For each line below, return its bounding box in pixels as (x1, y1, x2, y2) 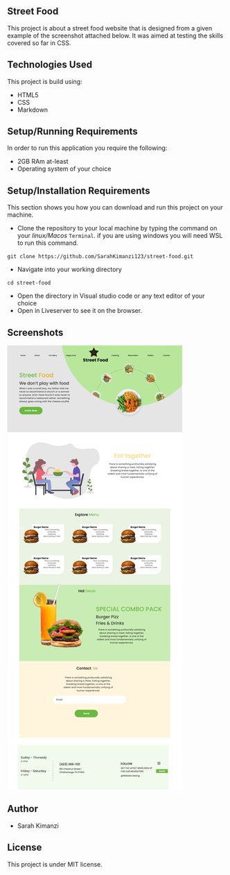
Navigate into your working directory (17, 265, 123, 273)
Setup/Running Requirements (7, 126, 139, 137)
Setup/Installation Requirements (7, 185, 150, 196)
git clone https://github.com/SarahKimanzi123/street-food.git (7, 253, 194, 260)
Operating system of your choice (17, 164, 112, 173)
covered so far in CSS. (7, 38, 71, 47)
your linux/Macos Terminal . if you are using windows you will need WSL (17, 232, 223, 240)
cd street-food (7, 280, 51, 287)
